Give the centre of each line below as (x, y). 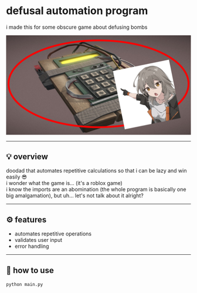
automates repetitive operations (53, 234)
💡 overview (27, 157)
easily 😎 (17, 177)
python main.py (25, 285)
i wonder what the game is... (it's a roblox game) (64, 183)
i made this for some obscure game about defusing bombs (77, 27)
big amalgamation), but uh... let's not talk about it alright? (75, 196)
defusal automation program (77, 11)
